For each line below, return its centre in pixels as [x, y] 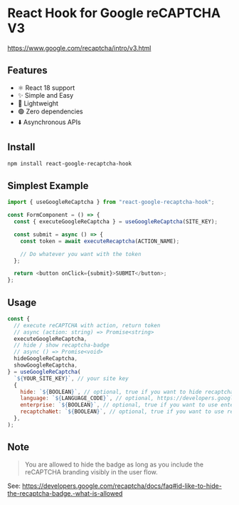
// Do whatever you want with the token [81, 254]
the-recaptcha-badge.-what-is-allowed [65, 493]
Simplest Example [48, 186]
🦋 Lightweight [38, 103]
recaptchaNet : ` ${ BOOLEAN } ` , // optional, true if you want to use [122, 412]
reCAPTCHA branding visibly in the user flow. [91, 471]
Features [27, 70]
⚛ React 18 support [46, 88]
